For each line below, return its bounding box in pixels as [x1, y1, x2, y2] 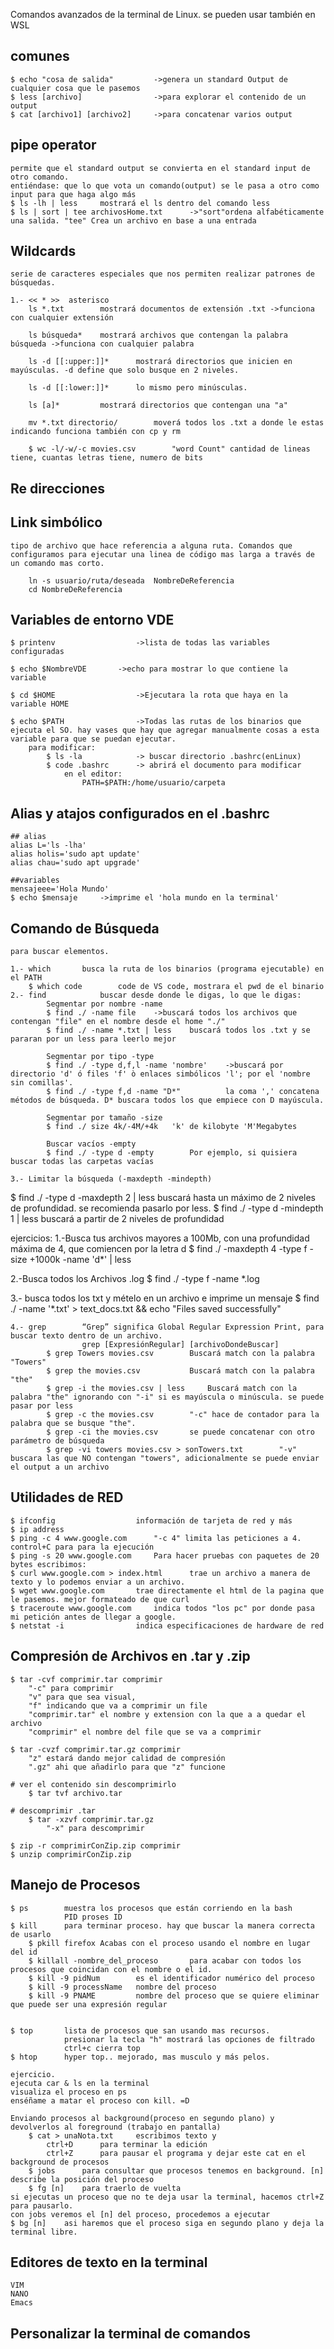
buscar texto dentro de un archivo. [10, 1331, 163, 1341]
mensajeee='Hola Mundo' [10, 884, 110, 894]
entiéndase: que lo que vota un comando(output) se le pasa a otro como [10, 180, 320, 191]
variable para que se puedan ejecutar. [10, 734, 177, 744]
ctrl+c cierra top [63, 2043, 141, 2053]
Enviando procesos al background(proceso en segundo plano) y [10, 2113, 275, 2123]
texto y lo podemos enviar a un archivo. [10, 1577, 186, 1587]
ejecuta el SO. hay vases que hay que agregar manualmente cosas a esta [10, 725, 320, 736]
